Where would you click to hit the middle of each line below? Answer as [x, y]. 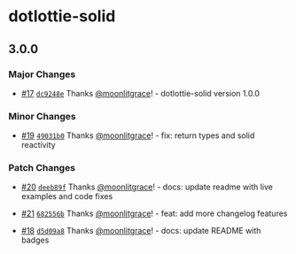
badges [35, 240]
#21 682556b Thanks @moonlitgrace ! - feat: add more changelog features [154, 213]
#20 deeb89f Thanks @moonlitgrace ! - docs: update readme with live [147, 187]
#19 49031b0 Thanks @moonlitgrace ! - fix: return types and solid [138, 135]
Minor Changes [42, 116]
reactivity [38, 145]
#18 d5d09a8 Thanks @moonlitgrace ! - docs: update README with [141, 231]
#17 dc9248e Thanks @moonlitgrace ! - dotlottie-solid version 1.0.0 [140, 93]
